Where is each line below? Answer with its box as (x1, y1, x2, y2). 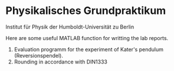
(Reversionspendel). (14, 52, 63, 59)
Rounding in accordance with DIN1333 (14, 58, 107, 65)
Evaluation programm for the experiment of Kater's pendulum (14, 45, 163, 53)
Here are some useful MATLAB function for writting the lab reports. (5, 34, 169, 41)
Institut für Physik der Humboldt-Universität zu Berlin (5, 23, 134, 30)
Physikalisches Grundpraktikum (5, 4, 166, 17)
